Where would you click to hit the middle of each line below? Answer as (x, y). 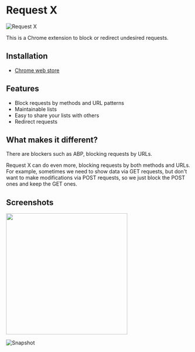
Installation (27, 56)
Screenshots (30, 202)
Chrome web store (37, 70)
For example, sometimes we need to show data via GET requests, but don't (97, 172)
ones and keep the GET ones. (42, 184)
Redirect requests (36, 121)
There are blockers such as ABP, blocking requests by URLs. (79, 154)
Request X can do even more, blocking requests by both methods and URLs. (98, 165)
